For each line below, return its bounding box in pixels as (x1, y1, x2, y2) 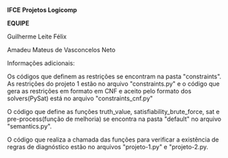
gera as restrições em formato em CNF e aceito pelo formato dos (7, 87, 192, 95)
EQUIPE (7, 19, 30, 27)
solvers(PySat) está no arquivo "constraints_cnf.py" (7, 94, 153, 102)
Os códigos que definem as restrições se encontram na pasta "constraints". (7, 72, 222, 80)
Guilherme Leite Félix (7, 32, 67, 41)
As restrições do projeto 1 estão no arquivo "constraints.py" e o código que (7, 80, 220, 88)
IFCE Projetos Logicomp (7, 6, 78, 14)
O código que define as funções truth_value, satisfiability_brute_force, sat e (7, 108, 220, 115)
